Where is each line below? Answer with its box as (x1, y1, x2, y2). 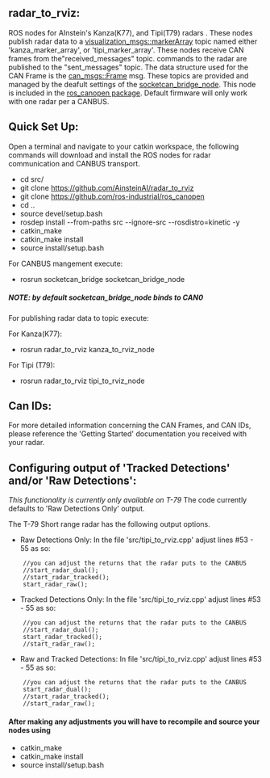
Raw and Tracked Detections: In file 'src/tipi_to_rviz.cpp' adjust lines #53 (19, 654, 262, 664)
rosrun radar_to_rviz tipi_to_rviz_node (19, 376, 145, 385)
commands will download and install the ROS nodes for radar (8, 149, 211, 160)
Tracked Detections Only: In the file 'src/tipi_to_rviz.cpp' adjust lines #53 (19, 595, 261, 604)
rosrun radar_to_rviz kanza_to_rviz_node (19, 344, 155, 354)
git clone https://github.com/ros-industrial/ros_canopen (19, 191, 206, 201)
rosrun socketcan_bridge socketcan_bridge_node (19, 274, 185, 284)
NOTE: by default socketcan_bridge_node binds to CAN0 (8, 292, 204, 302)
